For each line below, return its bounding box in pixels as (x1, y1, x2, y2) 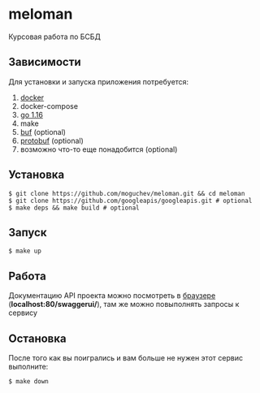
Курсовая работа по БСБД (8, 32, 102, 41)
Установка (8, 168, 65, 182)
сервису (8, 308, 38, 317)
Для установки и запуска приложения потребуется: (8, 76, 189, 86)
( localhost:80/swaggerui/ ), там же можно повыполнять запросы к (8, 300, 240, 309)
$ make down (8, 378, 49, 386)
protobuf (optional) (19, 136, 84, 145)
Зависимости (8, 55, 81, 69)
